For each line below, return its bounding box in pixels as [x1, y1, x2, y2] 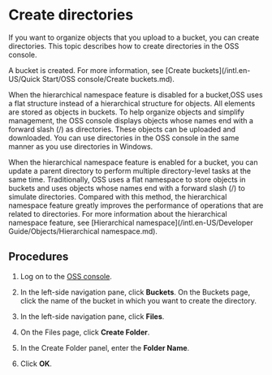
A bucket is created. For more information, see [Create [8, 65, 191, 75]
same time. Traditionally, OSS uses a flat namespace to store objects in [8, 175, 246, 184]
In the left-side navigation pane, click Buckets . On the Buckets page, [19, 287, 250, 297]
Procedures [8, 250, 69, 264]
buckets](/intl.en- [192, 65, 251, 75]
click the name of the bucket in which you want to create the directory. [19, 295, 257, 305]
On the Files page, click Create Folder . [19, 327, 150, 337]
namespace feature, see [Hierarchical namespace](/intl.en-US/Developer [8, 218, 253, 227]
